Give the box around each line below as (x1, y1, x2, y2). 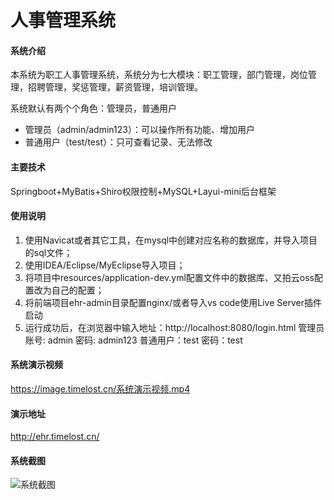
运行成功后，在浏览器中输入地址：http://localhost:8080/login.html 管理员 (24, 321, 325, 333)
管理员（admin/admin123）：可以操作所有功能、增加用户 (24, 124, 255, 136)
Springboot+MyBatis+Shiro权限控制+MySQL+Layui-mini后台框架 (10, 185, 277, 197)
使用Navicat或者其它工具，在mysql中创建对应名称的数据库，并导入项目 (24, 234, 318, 246)
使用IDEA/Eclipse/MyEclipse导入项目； (24, 259, 186, 271)
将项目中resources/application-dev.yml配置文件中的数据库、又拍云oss (24, 271, 315, 283)
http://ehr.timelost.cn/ (10, 431, 100, 443)
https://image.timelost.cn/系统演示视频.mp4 (10, 383, 191, 395)
